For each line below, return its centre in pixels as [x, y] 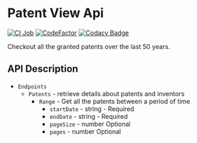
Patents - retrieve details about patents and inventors [106, 93]
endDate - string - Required [89, 116]
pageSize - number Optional [90, 124]
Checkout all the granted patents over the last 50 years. [89, 46]
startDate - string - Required [92, 109]
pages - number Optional [85, 131]
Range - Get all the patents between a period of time [115, 101]
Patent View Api [56, 13]
